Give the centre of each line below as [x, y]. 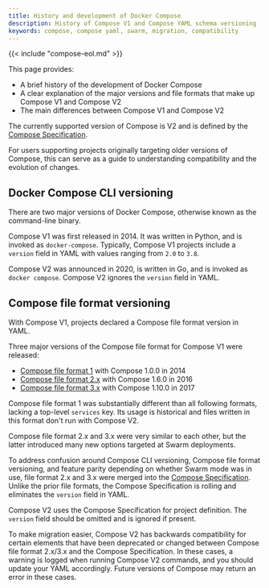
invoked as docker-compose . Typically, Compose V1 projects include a [122, 245]
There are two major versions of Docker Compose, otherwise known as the [132, 212]
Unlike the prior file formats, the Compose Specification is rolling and [122, 486]
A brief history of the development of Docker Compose [111, 85]
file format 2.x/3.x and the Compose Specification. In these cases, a [121, 551]
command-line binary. [45, 221]
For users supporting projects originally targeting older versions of [118, 151]
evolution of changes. [44, 168]
